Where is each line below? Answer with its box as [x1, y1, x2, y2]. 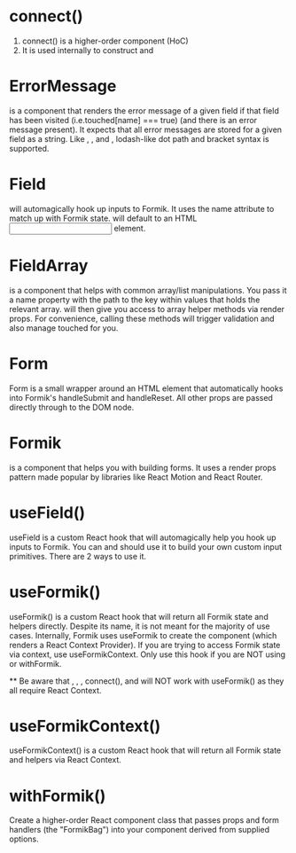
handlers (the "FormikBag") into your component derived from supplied [9, 825, 270, 835]
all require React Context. [9, 685, 102, 695]
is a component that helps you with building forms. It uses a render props [9, 462, 277, 473]
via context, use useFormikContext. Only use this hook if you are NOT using [9, 649, 286, 660]
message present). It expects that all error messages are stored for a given [9, 124, 282, 135]
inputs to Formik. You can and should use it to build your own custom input [9, 541, 282, 552]
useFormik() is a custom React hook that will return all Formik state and [9, 611, 269, 622]
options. [9, 833, 40, 844]
